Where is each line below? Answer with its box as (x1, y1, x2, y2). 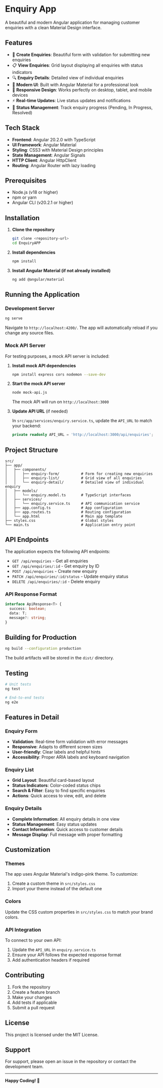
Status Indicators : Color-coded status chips (12, 782, 101, 788)
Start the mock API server (12, 380, 65, 387)
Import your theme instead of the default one (12, 886, 102, 892)
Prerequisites (5, 176, 47, 185)
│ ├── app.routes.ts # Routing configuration (5, 509, 131, 515)
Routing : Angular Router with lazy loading (12, 162, 96, 168)
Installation (5, 214, 40, 222)
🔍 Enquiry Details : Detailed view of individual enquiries (12, 74, 124, 81)
